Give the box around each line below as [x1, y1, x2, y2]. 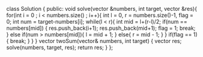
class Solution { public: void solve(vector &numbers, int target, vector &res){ [6, 5, 198, 12]
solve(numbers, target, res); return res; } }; [6, 44, 113, 51]
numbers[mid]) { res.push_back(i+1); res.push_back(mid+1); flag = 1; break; [6, 24, 196, 32]
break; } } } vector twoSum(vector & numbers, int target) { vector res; [10, 38, 182, 44]
